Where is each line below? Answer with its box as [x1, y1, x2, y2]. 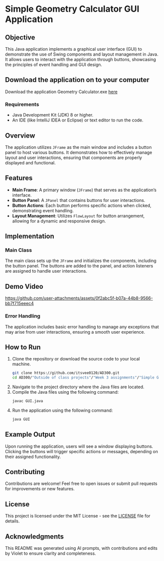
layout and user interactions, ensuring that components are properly [5, 155, 143, 160]
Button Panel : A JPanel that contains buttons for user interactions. [12, 197, 145, 203]
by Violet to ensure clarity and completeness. [5, 550, 96, 557]
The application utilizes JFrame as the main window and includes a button [5, 144, 152, 150]
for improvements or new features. [5, 486, 75, 492]
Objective [5, 33, 36, 41]
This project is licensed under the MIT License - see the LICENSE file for [5, 513, 150, 519]
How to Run [5, 343, 41, 351]
